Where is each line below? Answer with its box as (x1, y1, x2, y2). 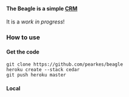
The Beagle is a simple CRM (6, 5, 78, 12)
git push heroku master (6, 72, 67, 78)
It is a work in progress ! (6, 18, 65, 25)
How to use (6, 33, 41, 42)
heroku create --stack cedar (6, 67, 80, 73)
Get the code (6, 48, 39, 55)
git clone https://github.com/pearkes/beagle (6, 61, 123, 67)
